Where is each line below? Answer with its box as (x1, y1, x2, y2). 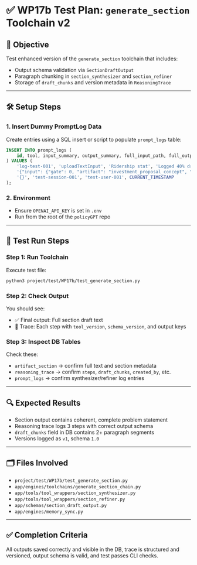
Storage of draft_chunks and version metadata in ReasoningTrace (14, 79, 171, 85)
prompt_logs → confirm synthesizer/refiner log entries (14, 375, 145, 382)
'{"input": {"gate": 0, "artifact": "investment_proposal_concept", (16, 169, 188, 175)
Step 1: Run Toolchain (6, 253, 69, 261)
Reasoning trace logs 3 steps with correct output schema (14, 423, 154, 430)
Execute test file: (6, 266, 47, 273)
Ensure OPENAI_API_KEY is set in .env (14, 207, 102, 214)
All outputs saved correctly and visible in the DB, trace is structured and (6, 546, 180, 553)
